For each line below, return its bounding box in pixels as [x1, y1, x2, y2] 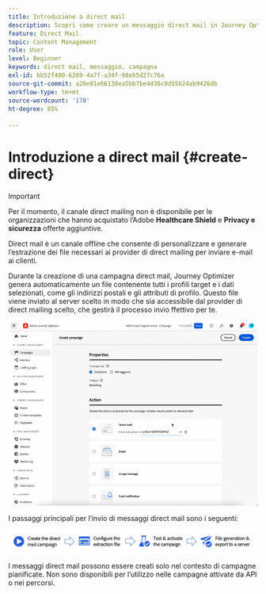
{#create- [182, 148, 249, 167]
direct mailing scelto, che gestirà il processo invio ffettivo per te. [8, 305, 218, 315]
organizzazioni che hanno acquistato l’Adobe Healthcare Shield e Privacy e [8, 215, 256, 225]
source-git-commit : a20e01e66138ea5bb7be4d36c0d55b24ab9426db [8, 79, 218, 87]
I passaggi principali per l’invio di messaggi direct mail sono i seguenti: [8, 514, 239, 523]
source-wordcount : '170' [8, 96, 90, 105]
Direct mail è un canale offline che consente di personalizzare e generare [8, 239, 247, 249]
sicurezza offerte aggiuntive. [8, 224, 103, 233]
